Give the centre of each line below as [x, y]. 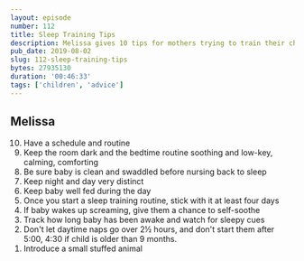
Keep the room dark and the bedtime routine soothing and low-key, [148, 153]
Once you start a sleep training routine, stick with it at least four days [151, 200]
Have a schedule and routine [77, 143]
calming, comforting [60, 163]
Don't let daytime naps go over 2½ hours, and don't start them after [149, 229]
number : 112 [32, 26]
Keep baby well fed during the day [87, 191]
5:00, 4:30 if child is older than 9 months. [100, 239]
